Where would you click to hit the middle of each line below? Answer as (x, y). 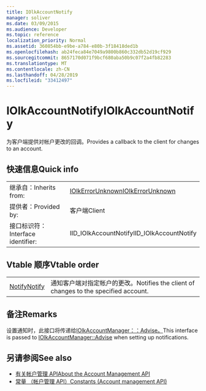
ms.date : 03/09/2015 (33, 23)
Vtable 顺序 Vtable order (53, 265)
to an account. (25, 149)
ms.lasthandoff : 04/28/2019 (42, 75)
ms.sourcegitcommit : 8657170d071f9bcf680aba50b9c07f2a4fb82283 (89, 58)
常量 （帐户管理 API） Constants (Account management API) (91, 382)
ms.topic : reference (33, 35)
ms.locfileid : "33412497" (39, 80)
